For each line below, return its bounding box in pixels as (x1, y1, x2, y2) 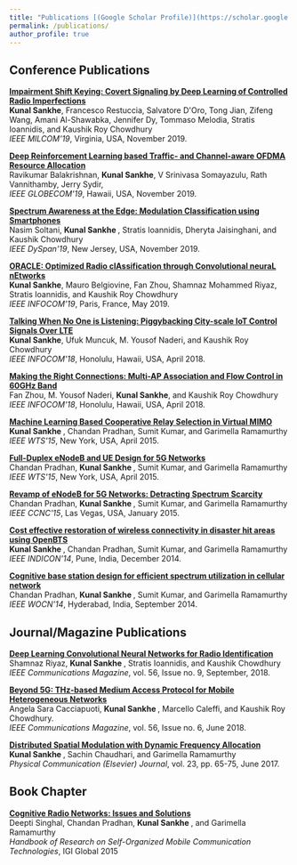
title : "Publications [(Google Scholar (9, 12, 157, 22)
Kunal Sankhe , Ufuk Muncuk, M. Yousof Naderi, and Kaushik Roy (9, 335, 249, 345)
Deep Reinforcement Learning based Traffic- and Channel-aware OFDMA (9, 150, 286, 161)
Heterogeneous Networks (9, 694, 108, 704)
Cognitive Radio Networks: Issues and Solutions (9, 807, 191, 819)
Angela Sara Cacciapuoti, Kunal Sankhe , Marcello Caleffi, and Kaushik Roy (9, 704, 286, 714)
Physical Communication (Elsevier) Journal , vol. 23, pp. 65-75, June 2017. (9, 758, 280, 769)
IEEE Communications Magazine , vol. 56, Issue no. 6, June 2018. (9, 723, 247, 732)
